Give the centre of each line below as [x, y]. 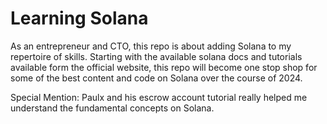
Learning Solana [79, 18]
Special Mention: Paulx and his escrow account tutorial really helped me [159, 97]
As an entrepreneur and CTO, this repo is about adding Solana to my [151, 46]
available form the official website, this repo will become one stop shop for [164, 67]
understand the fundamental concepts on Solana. [112, 108]
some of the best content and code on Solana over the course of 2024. [156, 78]
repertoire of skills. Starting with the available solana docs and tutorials [156, 56]
